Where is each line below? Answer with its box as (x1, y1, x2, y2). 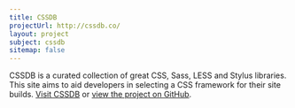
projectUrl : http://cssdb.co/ (9, 21, 121, 30)
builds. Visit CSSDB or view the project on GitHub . (9, 89, 192, 100)
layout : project (9, 29, 69, 38)
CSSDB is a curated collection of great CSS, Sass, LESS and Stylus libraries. (9, 70, 287, 81)
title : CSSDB (9, 12, 58, 22)
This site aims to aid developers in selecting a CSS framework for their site (9, 80, 282, 90)
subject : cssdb (9, 37, 66, 47)
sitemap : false (9, 46, 66, 55)
